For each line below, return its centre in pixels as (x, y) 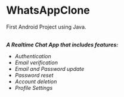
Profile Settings (34, 87)
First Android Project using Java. (46, 27)
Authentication (33, 56)
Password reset (34, 75)
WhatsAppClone (48, 10)
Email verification (36, 62)
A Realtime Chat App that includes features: (62, 45)
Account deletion (36, 82)
